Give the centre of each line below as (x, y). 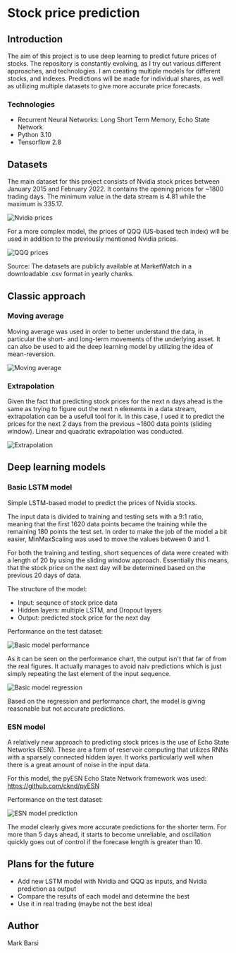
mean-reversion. (31, 354)
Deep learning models (57, 467)
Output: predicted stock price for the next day (84, 617)
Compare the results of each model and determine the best (104, 896)
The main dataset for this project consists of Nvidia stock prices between (113, 182)
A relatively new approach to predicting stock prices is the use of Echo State (118, 742)
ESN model (26, 727)
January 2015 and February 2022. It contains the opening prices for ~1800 (116, 189)
